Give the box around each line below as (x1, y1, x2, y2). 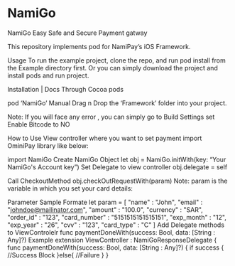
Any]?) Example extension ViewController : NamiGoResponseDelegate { (7, 235, 217, 244)
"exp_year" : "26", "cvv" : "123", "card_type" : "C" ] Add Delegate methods (7, 220, 225, 229)
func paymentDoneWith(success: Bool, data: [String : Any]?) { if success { (7, 243, 224, 252)
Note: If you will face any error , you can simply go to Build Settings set (7, 112, 215, 121)
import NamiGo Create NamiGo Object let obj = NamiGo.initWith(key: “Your (7, 155, 226, 164)
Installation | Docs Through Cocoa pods (7, 85, 124, 93)
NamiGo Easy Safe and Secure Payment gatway (7, 28, 148, 37)
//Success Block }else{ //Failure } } (7, 250, 109, 259)
